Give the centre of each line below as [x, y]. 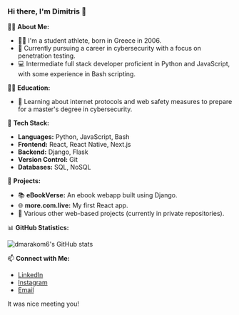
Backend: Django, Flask [53, 152]
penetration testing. [47, 56]
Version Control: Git [48, 160]
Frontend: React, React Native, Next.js [74, 145]
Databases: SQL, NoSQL [54, 167]
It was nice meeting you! [44, 304]
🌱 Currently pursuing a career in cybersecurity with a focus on [110, 48]
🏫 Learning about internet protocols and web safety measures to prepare [125, 102]
